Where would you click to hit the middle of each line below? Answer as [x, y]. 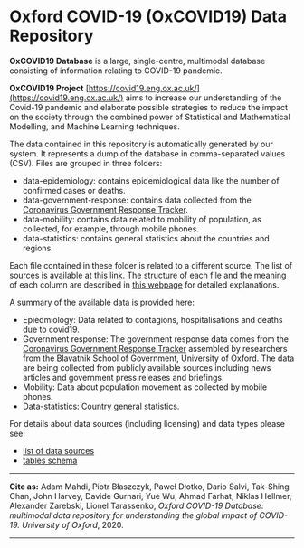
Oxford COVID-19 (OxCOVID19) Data [148, 17]
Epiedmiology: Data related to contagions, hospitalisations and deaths [152, 319]
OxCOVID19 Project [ [49, 88]
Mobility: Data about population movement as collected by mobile [145, 387]
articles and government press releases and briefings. [123, 377]
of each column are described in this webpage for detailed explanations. [144, 284]
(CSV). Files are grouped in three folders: [86, 163]
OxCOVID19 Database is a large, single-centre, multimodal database [138, 61]
